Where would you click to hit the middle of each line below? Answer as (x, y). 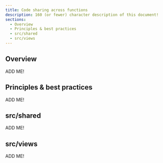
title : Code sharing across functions (46, 10)
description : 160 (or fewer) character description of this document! (82, 15)
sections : (16, 19)
